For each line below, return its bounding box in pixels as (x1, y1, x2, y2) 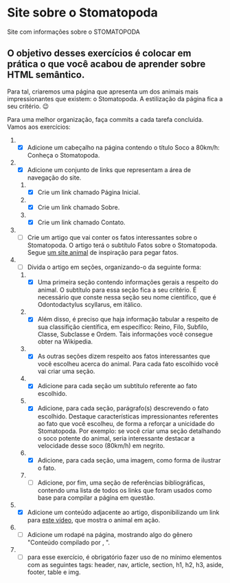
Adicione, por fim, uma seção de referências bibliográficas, (37, 478, 205, 487)
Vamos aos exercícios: (7, 123, 71, 131)
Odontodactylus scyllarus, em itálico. (37, 301, 143, 309)
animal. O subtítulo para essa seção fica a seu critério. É (37, 286, 197, 294)
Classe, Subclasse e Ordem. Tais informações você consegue (37, 330, 213, 339)
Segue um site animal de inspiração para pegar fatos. (27, 248, 179, 257)
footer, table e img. (27, 568, 81, 576)
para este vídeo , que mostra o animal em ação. (27, 516, 161, 524)
